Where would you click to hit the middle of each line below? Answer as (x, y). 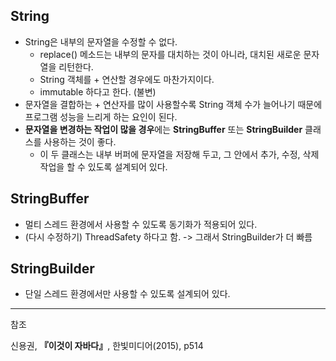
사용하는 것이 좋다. (80, 141)
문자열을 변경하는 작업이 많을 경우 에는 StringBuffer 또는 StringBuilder (163, 129)
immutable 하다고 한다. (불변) (98, 91)
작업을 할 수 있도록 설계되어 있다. (103, 166)
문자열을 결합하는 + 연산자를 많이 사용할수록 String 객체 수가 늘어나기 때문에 (173, 104)
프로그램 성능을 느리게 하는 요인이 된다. (101, 116)
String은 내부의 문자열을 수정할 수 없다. (101, 41)
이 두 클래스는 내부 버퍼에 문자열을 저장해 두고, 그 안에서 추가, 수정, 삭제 (179, 154)
